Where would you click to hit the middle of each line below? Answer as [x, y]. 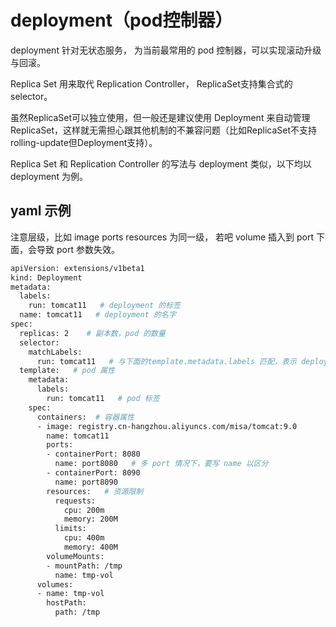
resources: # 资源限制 [95, 491]
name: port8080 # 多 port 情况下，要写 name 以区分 [161, 464]
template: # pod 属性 [67, 371]
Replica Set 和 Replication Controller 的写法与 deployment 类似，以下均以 [161, 163]
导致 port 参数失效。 [78, 249]
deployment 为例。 [49, 176]
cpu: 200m [84, 510]
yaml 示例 [41, 211]
